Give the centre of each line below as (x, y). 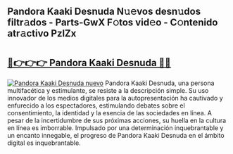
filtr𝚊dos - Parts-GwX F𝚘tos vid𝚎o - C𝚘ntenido (113, 23)
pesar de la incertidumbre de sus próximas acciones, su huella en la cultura (117, 120)
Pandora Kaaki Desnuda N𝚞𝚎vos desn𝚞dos (104, 12)
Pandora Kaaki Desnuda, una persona (160, 83)
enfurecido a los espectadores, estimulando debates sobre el (96, 105)
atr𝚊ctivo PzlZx (42, 33)
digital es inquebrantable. (44, 143)
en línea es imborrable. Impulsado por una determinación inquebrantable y (115, 128)
